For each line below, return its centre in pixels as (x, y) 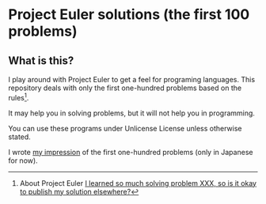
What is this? (41, 60)
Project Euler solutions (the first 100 (129, 15)
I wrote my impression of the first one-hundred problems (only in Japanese (131, 152)
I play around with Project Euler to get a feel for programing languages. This (132, 79)
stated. (20, 137)
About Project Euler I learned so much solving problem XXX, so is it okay (138, 183)
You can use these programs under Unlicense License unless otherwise (125, 128)
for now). (23, 161)
